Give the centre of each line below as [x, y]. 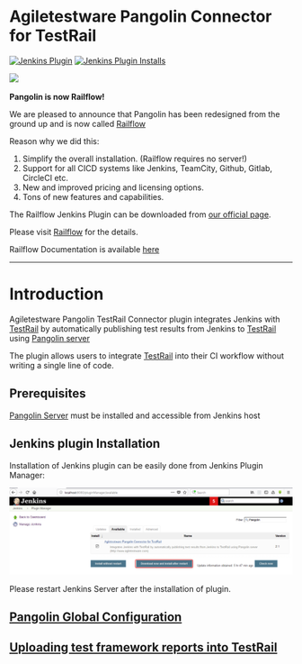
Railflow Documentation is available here [84, 249]
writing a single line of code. [62, 365]
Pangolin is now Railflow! [57, 96]
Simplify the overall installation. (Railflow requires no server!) [134, 159]
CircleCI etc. [45, 177]
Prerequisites [48, 394]
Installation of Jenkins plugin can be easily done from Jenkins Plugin [136, 465]
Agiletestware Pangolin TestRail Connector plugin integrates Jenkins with [145, 319]
